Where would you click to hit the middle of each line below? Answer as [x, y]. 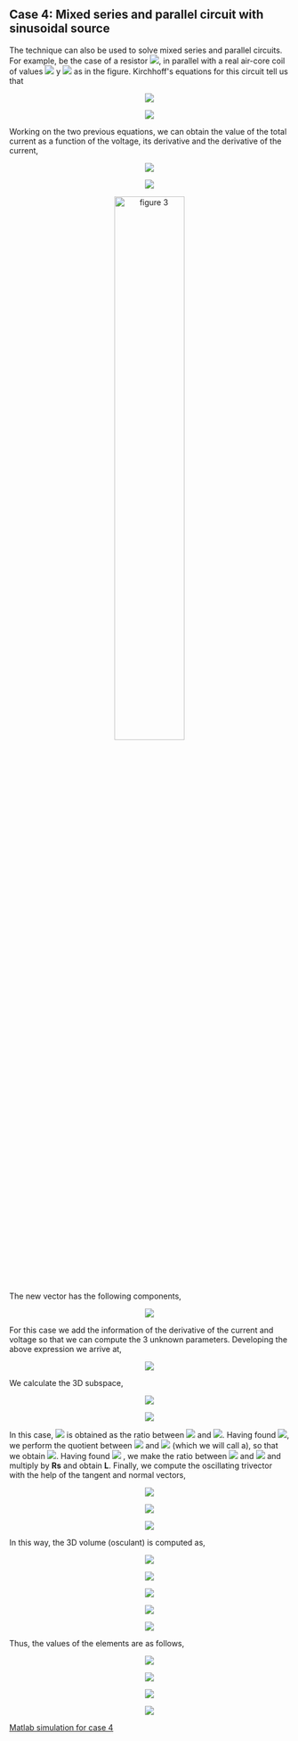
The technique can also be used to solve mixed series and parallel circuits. [146, 50]
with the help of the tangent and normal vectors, [98, 1474]
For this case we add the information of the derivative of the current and [141, 1330]
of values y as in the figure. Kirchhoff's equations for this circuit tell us [149, 71]
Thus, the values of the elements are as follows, [97, 1643]
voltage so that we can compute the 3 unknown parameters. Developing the [148, 1339]
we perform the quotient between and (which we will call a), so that [144, 1445]
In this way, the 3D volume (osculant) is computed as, [108, 1542]
